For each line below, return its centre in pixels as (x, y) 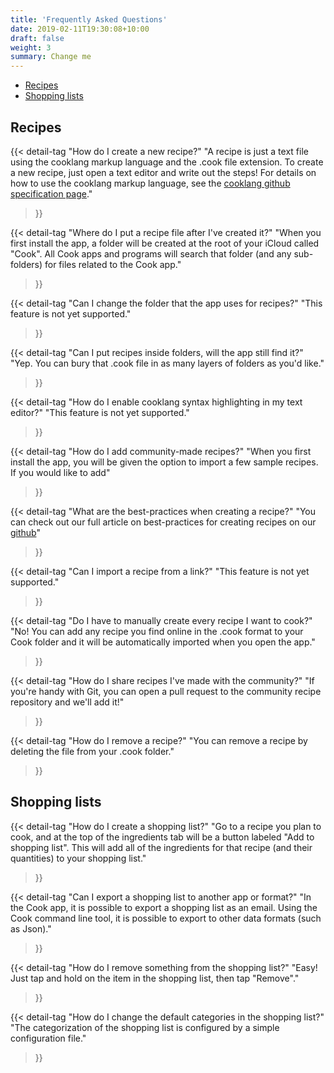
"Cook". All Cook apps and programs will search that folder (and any (151, 253)
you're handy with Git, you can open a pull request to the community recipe (166, 691)
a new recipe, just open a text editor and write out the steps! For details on (163, 172)
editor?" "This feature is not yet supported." (100, 412)
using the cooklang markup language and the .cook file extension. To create (167, 162)
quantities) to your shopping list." (78, 858)
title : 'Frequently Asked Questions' (89, 19)
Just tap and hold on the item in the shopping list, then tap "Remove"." (155, 978)
